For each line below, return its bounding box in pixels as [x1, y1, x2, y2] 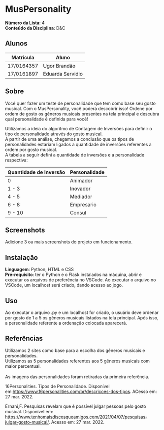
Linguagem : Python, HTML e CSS [5, 267, 74, 273]
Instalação [5, 253, 38, 262]
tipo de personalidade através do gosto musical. [5, 131, 103, 137]
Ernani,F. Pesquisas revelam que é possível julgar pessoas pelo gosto [5, 403, 146, 409]
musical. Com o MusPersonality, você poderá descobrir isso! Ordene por [5, 105, 153, 112]
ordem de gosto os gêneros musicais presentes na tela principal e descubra [5, 111, 160, 117]
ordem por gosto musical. [5, 147, 58, 153]
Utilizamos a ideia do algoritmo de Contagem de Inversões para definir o [5, 125, 153, 131]
